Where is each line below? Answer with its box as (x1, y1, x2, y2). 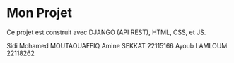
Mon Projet (6, 5, 72, 21)
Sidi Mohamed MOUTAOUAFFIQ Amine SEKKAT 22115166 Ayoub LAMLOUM (6, 41, 228, 50)
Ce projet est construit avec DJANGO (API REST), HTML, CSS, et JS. (6, 28, 206, 36)
